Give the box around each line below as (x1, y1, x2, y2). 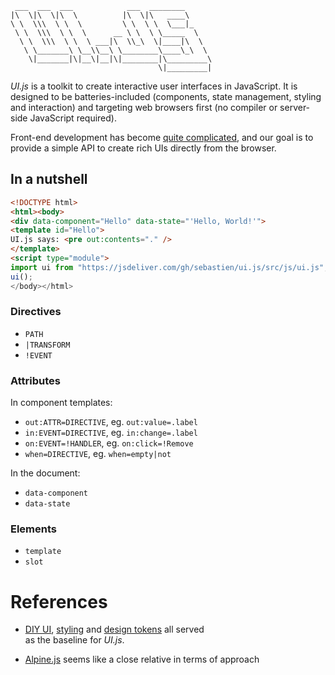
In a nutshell (10, 171, 88, 188)
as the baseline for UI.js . (24, 634, 125, 646)
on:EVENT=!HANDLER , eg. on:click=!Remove (24, 437, 194, 449)
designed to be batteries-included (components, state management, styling (10, 91, 322, 102)
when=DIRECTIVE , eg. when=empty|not (24, 448, 172, 460)
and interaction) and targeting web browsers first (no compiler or (10, 102, 278, 113)
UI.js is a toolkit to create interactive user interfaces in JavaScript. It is (10, 80, 298, 92)
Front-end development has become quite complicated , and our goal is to (10, 132, 314, 143)
